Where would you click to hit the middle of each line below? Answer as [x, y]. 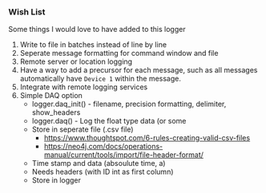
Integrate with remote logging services [84, 87]
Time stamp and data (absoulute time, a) [99, 163]
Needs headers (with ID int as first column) [103, 172]
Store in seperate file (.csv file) [83, 129]
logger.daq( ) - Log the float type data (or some [109, 121]
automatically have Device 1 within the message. [101, 79]
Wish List [27, 12]
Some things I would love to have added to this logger [97, 30]
